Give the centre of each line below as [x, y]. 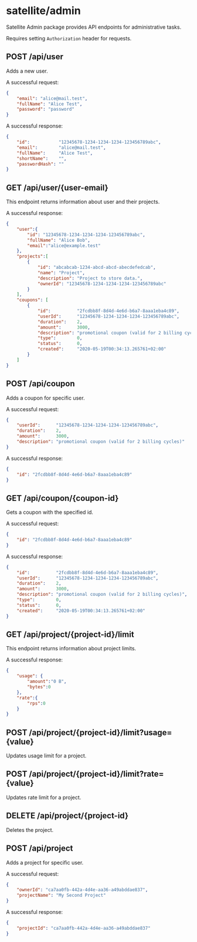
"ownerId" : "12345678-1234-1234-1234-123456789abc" [102, 284]
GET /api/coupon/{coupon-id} [62, 498]
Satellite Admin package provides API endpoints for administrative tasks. [94, 27]
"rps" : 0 [36, 703]
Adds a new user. [27, 71]
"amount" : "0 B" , [47, 682]
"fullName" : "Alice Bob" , [59, 240]
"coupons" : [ [33, 300]
